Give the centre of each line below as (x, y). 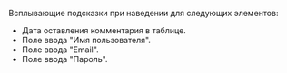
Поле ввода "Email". (60, 50)
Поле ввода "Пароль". (64, 59)
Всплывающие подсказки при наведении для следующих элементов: (143, 13)
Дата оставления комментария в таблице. (104, 30)
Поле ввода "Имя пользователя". (86, 40)
